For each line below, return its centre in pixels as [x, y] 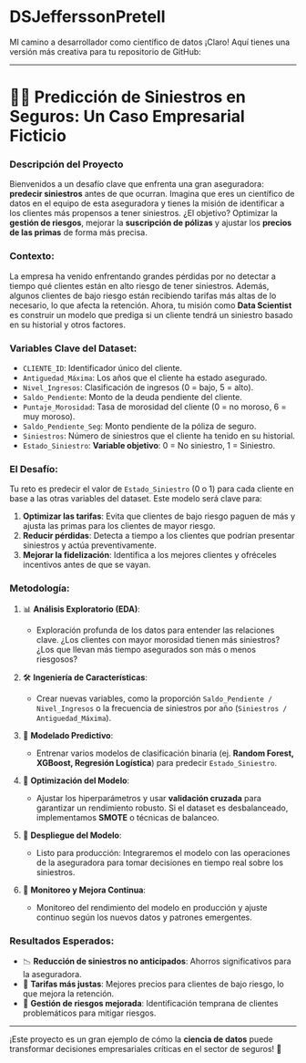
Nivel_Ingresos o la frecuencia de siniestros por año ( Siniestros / [162, 707]
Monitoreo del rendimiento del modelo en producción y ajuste [152, 907]
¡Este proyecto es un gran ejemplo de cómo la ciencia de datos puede [141, 1039]
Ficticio [38, 136]
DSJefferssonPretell [87, 17]
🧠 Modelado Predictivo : [68, 735]
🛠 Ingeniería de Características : [85, 677]
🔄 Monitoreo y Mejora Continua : [84, 890]
